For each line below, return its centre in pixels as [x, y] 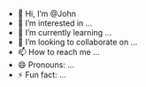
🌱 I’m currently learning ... [65, 32]
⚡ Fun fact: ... [42, 75]
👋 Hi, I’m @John [47, 14]
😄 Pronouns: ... [46, 65]
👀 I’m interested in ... [55, 23]
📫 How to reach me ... [58, 52]
